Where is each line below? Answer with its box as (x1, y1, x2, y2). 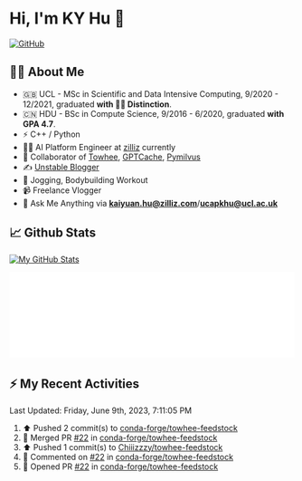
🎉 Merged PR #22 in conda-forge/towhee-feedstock (22, 432, 218, 443)
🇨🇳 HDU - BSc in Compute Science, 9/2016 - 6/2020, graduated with (22, 108, 285, 119)
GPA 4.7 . (22, 118, 56, 130)
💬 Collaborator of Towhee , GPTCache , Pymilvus (22, 151, 201, 162)
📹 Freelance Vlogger (22, 185, 102, 196)
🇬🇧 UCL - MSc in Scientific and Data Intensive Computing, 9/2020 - (22, 88, 278, 99)
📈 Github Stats (9, 226, 97, 241)
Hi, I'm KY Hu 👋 (9, 8, 125, 29)
